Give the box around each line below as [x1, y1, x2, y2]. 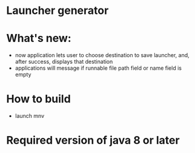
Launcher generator [6, 4, 109, 18]
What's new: [6, 32, 71, 46]
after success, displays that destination [15, 58, 113, 66]
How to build [6, 92, 71, 106]
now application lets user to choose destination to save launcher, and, [15, 52, 190, 59]
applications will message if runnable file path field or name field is [15, 64, 182, 72]
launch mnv [15, 112, 45, 120]
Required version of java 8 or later [6, 134, 180, 148]
